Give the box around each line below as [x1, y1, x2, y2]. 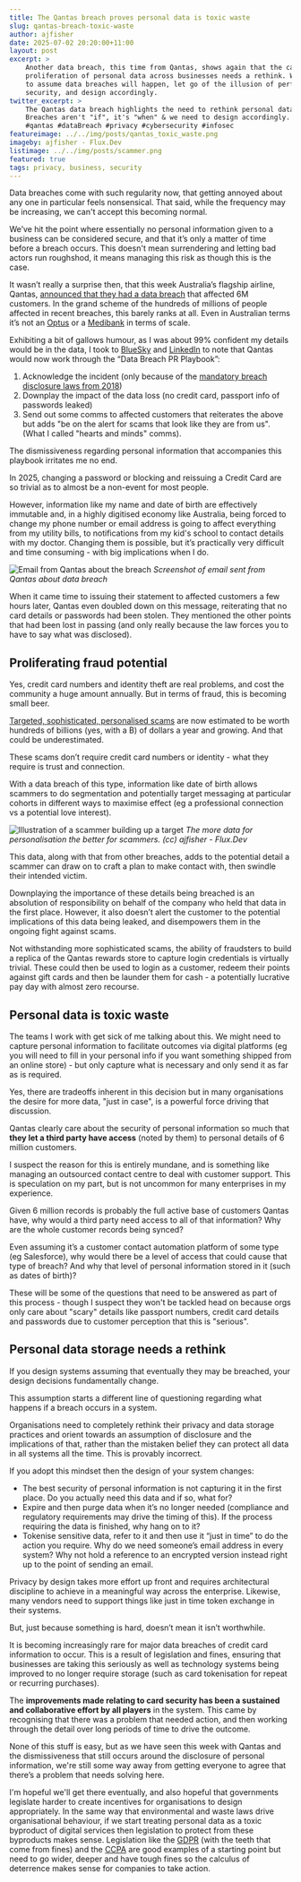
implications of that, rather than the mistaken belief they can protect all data [9, 1439, 289, 1449]
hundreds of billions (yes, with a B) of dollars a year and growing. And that [9, 725, 284, 735]
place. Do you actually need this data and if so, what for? [21, 1492, 233, 1503]
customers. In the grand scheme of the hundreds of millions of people [9, 298, 268, 309]
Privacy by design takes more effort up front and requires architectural [9, 1576, 270, 1586]
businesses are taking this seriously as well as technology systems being [9, 1658, 279, 1669]
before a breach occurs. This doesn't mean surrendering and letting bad [9, 243, 276, 254]
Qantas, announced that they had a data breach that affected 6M [9, 288, 249, 300]
